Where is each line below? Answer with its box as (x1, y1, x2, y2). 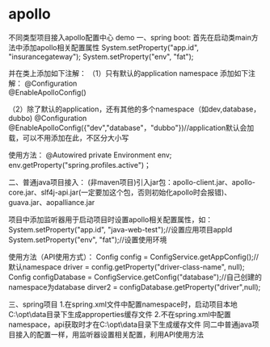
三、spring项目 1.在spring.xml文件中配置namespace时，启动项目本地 (8, 299, 238, 309)
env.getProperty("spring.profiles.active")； (8, 160, 152, 169)
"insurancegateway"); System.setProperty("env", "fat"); (8, 52, 194, 61)
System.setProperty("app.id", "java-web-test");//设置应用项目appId (8, 224, 233, 234)
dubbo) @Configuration (8, 113, 87, 123)
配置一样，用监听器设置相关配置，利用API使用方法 (36, 329, 205, 339)
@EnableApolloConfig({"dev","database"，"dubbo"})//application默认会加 (8, 123, 255, 132)
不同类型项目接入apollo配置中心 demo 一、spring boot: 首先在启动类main (8, 32, 252, 42)
